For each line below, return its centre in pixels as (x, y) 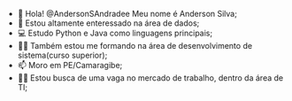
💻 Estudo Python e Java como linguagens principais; (115, 33)
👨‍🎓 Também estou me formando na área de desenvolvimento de (135, 46)
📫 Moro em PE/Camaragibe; (70, 65)
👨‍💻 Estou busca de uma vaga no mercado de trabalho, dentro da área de (150, 78)
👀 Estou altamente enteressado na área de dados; (108, 23)
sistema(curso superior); (62, 55)
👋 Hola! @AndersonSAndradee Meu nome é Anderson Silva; (127, 14)
